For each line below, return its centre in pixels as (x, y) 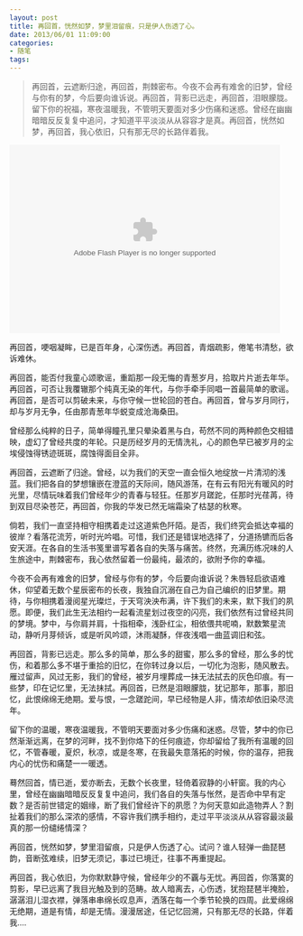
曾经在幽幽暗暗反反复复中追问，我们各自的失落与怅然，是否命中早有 (151, 794)
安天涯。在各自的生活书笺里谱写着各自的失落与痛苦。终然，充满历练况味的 (147, 548)
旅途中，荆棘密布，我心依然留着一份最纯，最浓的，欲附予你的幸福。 (143, 559)
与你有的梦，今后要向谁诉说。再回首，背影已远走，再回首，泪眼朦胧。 (162, 97)
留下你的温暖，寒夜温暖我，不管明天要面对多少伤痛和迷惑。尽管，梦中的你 (147, 729)
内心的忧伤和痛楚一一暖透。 (61, 763)
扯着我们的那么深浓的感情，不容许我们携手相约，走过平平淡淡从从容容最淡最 (151, 816)
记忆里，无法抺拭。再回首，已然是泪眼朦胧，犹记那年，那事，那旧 (171, 688)
